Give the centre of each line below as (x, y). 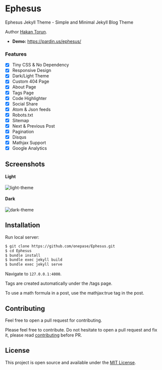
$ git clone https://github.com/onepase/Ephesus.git (60, 246)
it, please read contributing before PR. (43, 335)
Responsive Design (32, 70)
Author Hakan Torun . (26, 32)
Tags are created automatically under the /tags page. (59, 283)
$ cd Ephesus (18, 251)
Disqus (19, 137)
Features (16, 54)
